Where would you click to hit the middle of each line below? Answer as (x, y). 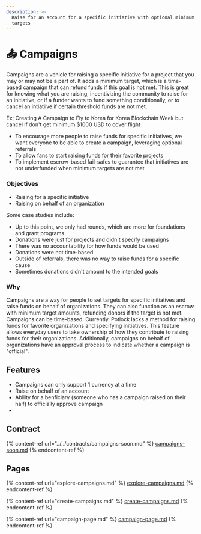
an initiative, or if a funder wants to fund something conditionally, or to (93, 100)
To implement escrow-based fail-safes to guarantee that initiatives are (102, 162)
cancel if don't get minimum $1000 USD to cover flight (73, 124)
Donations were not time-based (54, 252)
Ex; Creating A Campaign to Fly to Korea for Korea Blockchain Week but (95, 118)
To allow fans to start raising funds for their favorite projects (89, 155)
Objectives (22, 184)
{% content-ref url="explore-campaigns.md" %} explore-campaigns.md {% (100, 483)
